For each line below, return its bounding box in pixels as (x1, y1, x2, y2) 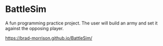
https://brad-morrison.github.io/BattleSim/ (5, 35, 93, 41)
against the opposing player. (5, 25, 64, 31)
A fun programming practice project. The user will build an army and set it (5, 20, 158, 26)
